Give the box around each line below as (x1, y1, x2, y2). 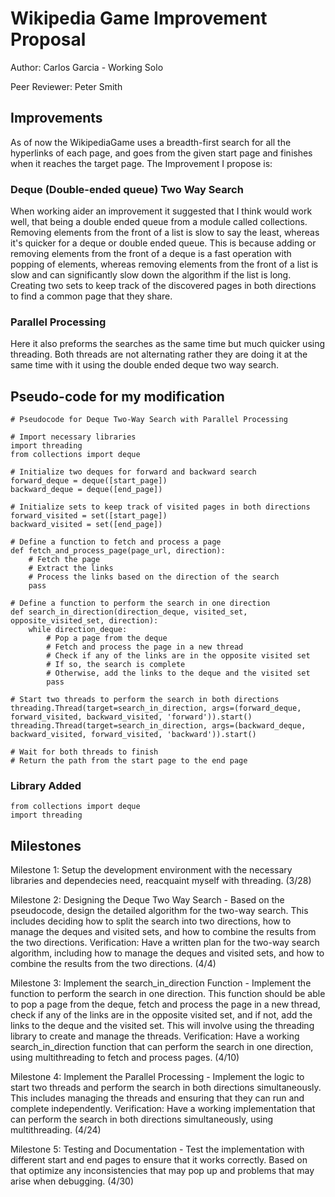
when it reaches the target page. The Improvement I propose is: (10, 157, 273, 169)
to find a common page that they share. (10, 290, 173, 302)
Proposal (10, 28, 87, 51)
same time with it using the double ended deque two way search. (10, 359, 280, 371)
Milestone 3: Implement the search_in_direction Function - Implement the (10, 977, 312, 989)
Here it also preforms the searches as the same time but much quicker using (10, 338, 326, 350)
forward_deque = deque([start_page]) (10, 476, 168, 486)
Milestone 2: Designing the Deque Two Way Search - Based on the (10, 894, 285, 906)
